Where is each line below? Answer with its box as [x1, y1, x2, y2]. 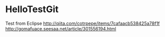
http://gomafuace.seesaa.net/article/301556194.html [5, 25, 116, 31]
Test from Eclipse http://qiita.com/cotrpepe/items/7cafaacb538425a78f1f [5, 20, 160, 26]
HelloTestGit [5, 4, 59, 15]
